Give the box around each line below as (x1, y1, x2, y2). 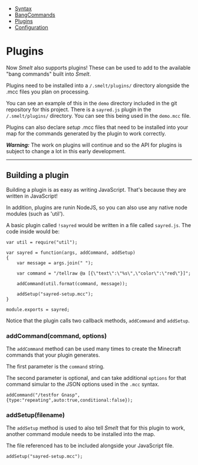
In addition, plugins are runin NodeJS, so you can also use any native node (6, 204, 187, 211)
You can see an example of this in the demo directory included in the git (6, 99, 177, 106)
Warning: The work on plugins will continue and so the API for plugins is (6, 141, 183, 148)
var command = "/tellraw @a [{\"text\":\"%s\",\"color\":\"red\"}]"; (16, 270, 192, 276)
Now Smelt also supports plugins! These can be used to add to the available (6, 64, 191, 71)
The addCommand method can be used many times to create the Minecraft (6, 345, 181, 353)
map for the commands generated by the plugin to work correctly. (6, 130, 166, 137)
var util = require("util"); (6, 239, 78, 245)
